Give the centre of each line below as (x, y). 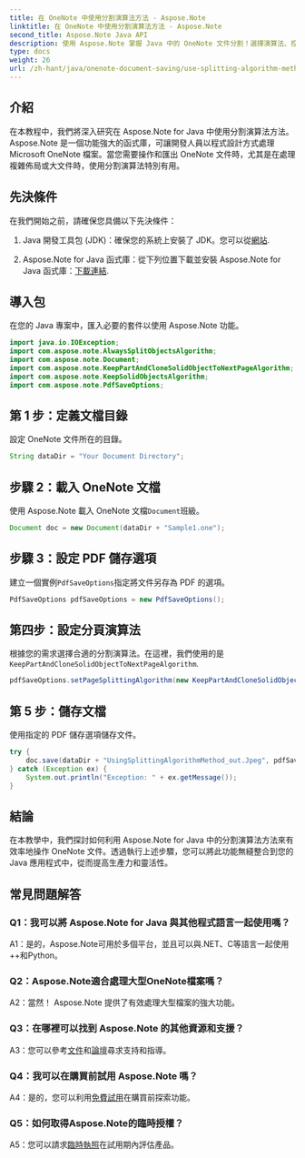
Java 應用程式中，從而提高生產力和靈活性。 (91, 863)
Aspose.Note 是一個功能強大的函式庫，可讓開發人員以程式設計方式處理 (142, 143)
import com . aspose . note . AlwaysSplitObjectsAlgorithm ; (113, 351)
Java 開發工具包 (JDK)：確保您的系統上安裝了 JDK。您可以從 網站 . (146, 240)
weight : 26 (30, 60)
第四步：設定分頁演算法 (75, 630)
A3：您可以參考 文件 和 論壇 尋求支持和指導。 (90, 1050)
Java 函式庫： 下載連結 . (66, 270)
